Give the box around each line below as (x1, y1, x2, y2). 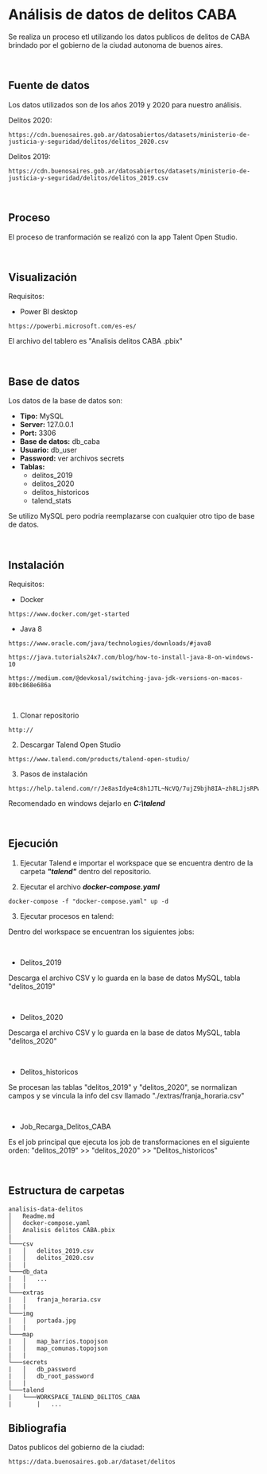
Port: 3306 (19, 428, 56, 438)
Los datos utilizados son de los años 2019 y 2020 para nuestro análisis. (8, 99, 242, 109)
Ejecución (8, 837, 59, 850)
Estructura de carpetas (8, 1184, 126, 1198)
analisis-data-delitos (8, 1205, 83, 1213)
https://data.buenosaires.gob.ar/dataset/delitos (8, 1458, 176, 1466)
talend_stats (31, 496, 72, 506)
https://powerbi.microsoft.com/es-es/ (8, 322, 137, 331)
